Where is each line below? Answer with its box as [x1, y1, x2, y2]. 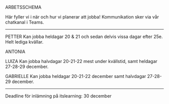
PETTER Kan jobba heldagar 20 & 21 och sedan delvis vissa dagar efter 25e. [5, 33, 163, 39]
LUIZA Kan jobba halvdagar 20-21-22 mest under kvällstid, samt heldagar [5, 58, 157, 64]
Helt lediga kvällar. [5, 39, 44, 44]
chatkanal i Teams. [5, 19, 44, 25]
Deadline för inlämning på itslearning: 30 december [5, 93, 112, 99]
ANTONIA [5, 48, 26, 54]
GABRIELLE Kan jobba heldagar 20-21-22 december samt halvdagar [5, 73, 146, 79]
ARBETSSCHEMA [5, 4, 42, 10]
